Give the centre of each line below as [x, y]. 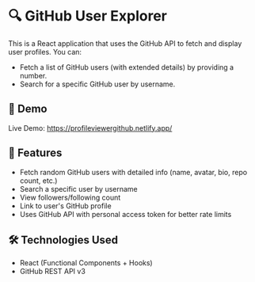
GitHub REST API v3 [52, 272]
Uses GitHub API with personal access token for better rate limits [126, 214]
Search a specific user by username [79, 189]
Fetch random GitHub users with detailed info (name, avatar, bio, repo [133, 172]
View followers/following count [70, 197]
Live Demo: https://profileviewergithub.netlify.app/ [90, 128]
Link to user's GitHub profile [66, 206]
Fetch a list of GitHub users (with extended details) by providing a [127, 67]
